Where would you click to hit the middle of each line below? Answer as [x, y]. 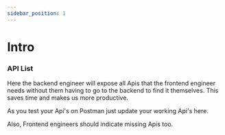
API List [20, 68]
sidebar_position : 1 [37, 13]
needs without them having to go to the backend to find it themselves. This [113, 91]
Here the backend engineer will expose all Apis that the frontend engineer [111, 83]
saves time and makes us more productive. [68, 98]
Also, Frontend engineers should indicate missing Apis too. [90, 124]
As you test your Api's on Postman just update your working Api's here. [108, 111]
